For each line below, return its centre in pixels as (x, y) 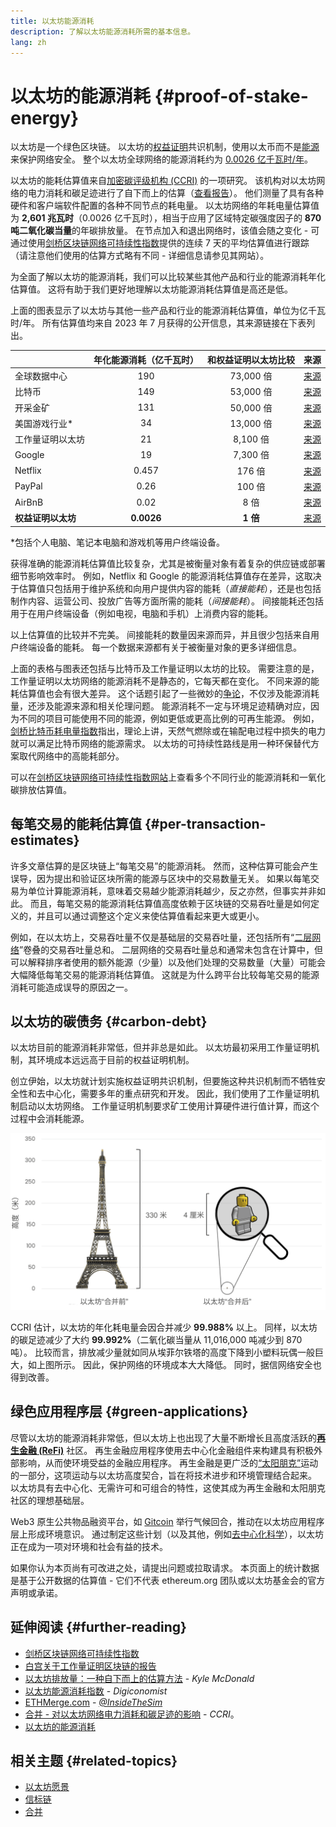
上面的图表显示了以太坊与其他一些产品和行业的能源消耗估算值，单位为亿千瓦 (168, 311)
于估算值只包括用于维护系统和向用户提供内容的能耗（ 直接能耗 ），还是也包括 (166, 588)
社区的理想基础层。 (50, 1500)
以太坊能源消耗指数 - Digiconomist (96, 1691)
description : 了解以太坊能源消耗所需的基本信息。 (103, 31)
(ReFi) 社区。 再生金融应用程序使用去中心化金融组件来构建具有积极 (176, 1450)
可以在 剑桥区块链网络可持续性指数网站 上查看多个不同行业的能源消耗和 (155, 777)
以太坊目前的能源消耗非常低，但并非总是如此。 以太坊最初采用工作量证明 (160, 1047)
